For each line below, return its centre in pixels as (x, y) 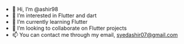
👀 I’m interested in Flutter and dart (54, 15)
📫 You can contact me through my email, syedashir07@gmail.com (95, 35)
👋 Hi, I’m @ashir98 (35, 9)
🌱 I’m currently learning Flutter (50, 22)
